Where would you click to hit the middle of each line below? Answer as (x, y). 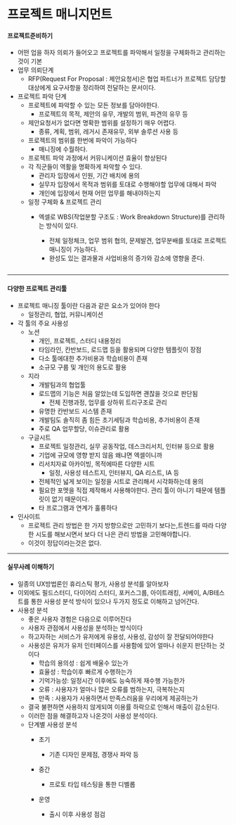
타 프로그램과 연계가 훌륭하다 (78, 508)
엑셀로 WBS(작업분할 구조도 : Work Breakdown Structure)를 (122, 217)
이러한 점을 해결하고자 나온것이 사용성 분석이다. (93, 715)
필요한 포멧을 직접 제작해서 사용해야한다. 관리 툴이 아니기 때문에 (125, 490)
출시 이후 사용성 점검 (77, 814)
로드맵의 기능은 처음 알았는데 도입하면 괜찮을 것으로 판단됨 (118, 393)
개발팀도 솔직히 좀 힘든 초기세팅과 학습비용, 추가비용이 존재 (119, 420)
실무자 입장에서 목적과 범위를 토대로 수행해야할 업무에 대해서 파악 (127, 184)
